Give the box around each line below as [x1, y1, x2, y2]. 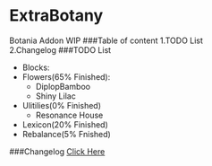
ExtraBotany [9, 5, 104, 26]
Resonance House [35, 109, 104, 120]
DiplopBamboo [35, 81, 91, 92]
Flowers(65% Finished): [21, 71, 111, 82]
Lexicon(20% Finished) [21, 118, 109, 130]
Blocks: [21, 62, 50, 73]
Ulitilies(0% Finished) [21, 100, 101, 110]
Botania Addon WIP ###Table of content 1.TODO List [9, 35, 204, 46]
